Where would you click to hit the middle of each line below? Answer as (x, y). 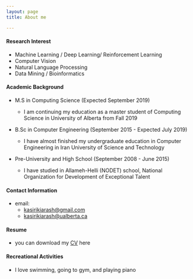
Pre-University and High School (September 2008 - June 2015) (92, 158)
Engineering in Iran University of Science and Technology (94, 147)
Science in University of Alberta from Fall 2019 (80, 118)
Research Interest (29, 42)
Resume (17, 230)
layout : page (22, 12)
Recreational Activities (35, 256)
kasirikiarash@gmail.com (54, 210)
